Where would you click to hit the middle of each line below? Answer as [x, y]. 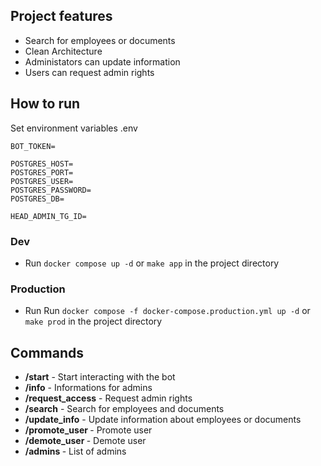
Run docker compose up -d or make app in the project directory [152, 263]
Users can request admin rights [89, 72]
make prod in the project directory [93, 321]
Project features [61, 16]
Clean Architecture [63, 51]
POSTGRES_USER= [42, 181]
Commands [47, 352]
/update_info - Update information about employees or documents [163, 420]
